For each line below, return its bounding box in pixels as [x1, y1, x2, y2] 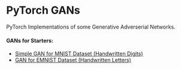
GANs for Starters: [6, 37, 54, 44]
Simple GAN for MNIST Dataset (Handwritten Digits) [14, 50, 143, 57]
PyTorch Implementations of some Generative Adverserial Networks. [6, 23, 176, 30]
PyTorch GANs [6, 4, 81, 17]
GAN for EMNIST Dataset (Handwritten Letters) [14, 57, 132, 64]
